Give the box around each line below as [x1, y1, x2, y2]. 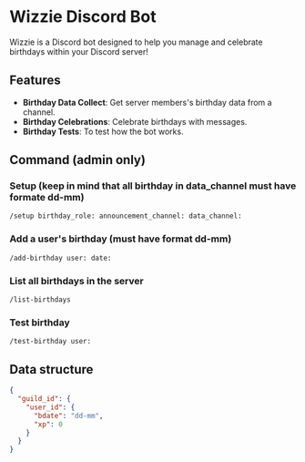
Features [9, 73, 61, 88]
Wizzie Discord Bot [9, 6, 157, 27]
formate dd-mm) [9, 191, 85, 204]
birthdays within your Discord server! [9, 46, 148, 56]
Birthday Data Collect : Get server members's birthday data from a [22, 97, 272, 108]
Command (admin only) [9, 152, 146, 168]
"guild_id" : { [17, 395, 71, 404]
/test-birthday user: [9, 337, 92, 346]
